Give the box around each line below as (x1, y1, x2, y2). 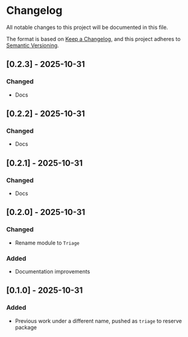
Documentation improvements (14, 268, 90, 275)
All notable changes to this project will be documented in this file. (6, 24, 169, 31)
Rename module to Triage (14, 239, 80, 246)
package (14, 324, 37, 331)
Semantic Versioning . (6, 42, 59, 49)
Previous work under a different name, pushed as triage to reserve (14, 317, 183, 324)
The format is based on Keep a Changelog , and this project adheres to (6, 35, 181, 42)
